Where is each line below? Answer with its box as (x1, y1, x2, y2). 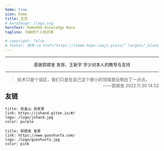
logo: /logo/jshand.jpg (5, 115, 54, 120)
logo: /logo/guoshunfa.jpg (5, 137, 60, 142)
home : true (5, 7, 27, 12)
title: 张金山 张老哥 (5, 106, 45, 111)
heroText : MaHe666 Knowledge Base (5, 25, 76, 30)
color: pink (5, 141, 29, 146)
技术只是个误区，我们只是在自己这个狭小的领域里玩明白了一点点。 (17, 76, 150, 82)
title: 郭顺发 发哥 (5, 129, 41, 133)
